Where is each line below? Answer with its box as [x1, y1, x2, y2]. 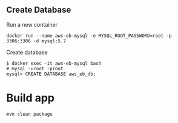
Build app [6, 91, 54, 105]
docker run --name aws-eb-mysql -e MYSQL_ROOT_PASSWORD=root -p [6, 33, 172, 39]
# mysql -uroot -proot [6, 65, 64, 71]
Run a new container [6, 21, 58, 28]
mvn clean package [6, 111, 53, 117]
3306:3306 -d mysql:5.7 [6, 38, 67, 44]
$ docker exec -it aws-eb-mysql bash [6, 60, 102, 66]
